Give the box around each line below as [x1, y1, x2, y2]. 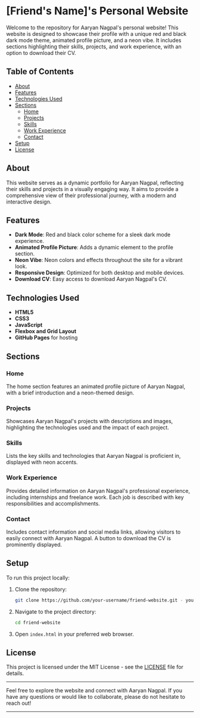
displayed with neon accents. [6, 458, 79, 466]
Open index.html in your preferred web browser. [14, 630, 135, 637]
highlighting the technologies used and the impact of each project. [6, 424, 170, 431]
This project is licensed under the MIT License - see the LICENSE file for [6, 664, 183, 671]
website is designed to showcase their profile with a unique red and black [6, 30, 187, 37]
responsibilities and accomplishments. [6, 500, 100, 507]
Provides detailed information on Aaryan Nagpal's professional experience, [6, 487, 190, 494]
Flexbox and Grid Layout [14, 328, 77, 335]
